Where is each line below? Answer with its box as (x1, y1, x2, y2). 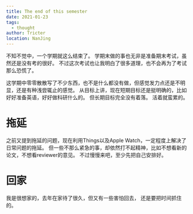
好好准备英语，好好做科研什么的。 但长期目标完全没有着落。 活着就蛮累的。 (6, 94, 188, 101)
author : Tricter (6, 30, 46, 36)
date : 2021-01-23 (6, 14, 49, 20)
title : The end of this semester (6, 8, 88, 15)
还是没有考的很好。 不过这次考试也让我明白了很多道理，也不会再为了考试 (11, 59, 187, 66)
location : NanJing (6, 36, 51, 41)
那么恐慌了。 (6, 67, 37, 73)
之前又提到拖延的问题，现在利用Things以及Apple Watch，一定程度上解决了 (6, 136, 187, 143)
